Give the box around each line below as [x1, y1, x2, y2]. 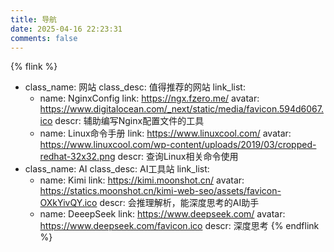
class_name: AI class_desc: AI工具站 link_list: [24, 163, 210, 175]
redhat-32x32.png [39, 151, 116, 163]
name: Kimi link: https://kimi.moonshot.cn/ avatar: [39, 174, 245, 186]
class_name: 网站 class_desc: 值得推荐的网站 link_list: [24, 81, 246, 93]
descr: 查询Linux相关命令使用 [117, 151, 239, 163]
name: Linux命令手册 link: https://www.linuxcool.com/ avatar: [39, 127, 292, 140]
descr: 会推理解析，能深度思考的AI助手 [99, 197, 260, 209]
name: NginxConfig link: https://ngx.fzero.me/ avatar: [39, 92, 260, 105]
